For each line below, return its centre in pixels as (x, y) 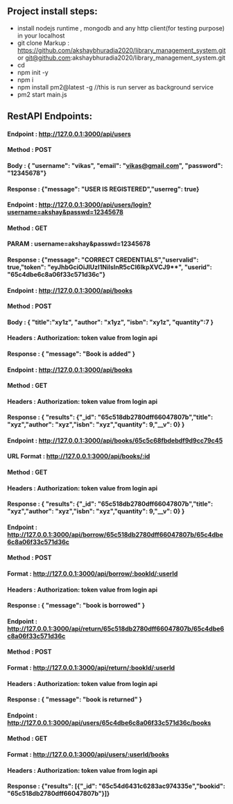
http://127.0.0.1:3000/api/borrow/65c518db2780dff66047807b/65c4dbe (115, 534)
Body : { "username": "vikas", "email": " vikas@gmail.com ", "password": (115, 165)
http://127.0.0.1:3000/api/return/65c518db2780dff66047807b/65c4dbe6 (116, 628)
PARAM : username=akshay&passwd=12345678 (79, 244)
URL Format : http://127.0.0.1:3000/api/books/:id (79, 456)
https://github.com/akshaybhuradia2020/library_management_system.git (121, 50)
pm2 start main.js (42, 94)
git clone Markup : (43, 43)
